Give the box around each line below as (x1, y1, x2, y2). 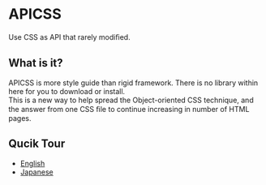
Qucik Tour (8, 137, 66, 151)
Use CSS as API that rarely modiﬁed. (8, 32, 131, 41)
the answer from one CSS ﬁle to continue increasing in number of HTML (8, 104, 250, 114)
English (19, 158, 45, 168)
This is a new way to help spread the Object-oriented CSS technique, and (8, 95, 254, 105)
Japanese (19, 167, 54, 177)
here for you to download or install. (8, 86, 126, 96)
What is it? (8, 56, 63, 70)
